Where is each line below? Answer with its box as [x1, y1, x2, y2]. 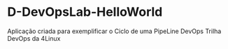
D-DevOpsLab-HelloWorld [7, 4, 163, 20]
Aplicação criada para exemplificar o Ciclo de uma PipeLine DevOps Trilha [7, 27, 222, 35]
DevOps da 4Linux [7, 34, 61, 42]
